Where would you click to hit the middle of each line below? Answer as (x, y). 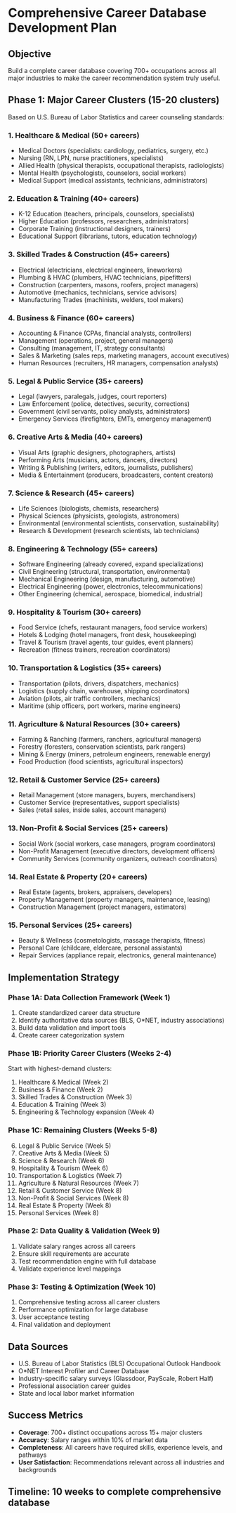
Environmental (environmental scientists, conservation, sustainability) (119, 523)
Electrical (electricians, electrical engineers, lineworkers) (100, 270)
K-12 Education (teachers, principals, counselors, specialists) (106, 214)
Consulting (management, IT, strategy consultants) (92, 348)
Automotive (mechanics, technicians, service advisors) (98, 292)
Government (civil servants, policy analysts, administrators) (104, 412)
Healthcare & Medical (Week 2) (63, 1082)
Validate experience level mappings (70, 1269)
